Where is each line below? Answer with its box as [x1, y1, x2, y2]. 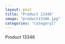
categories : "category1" [5, 21, 56, 26]
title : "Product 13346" [5, 12, 54, 17]
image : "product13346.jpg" [5, 16, 61, 21]
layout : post [5, 7, 32, 12]
